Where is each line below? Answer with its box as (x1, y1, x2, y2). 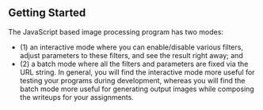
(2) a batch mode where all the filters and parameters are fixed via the (19, 59, 249, 68)
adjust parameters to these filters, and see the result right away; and (19, 50, 243, 60)
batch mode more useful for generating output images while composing (19, 84, 255, 93)
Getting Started (8, 6, 86, 20)
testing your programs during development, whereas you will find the (19, 75, 246, 85)
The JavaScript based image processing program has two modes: (8, 27, 224, 36)
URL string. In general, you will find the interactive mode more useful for (19, 67, 255, 77)
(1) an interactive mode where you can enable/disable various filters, (19, 42, 244, 52)
